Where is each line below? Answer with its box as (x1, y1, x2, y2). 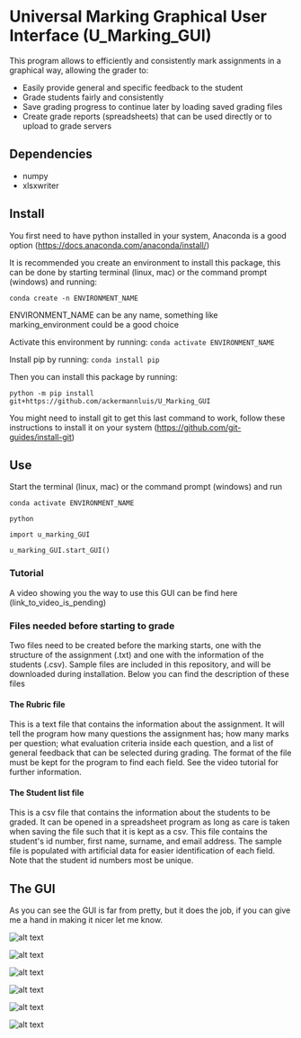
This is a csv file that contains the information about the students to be (9, 808, 271, 818)
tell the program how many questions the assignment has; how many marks (9, 728, 289, 739)
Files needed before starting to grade (9, 619, 175, 632)
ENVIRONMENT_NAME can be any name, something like (9, 309, 218, 320)
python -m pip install (9, 389, 94, 398)
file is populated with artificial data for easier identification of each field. (9, 845, 276, 856)
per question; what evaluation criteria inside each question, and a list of (9, 738, 274, 749)
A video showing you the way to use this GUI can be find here (9, 587, 238, 598)
